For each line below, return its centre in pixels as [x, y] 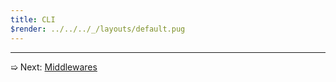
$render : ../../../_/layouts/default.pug [98, 29]
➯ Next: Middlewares [54, 67]
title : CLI [33, 19]
